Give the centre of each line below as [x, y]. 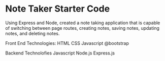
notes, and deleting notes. [32, 33]
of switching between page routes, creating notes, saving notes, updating [82, 28]
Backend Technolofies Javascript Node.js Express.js [60, 53]
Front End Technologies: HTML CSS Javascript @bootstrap [67, 43]
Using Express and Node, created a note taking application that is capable [83, 23]
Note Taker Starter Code [58, 9]
